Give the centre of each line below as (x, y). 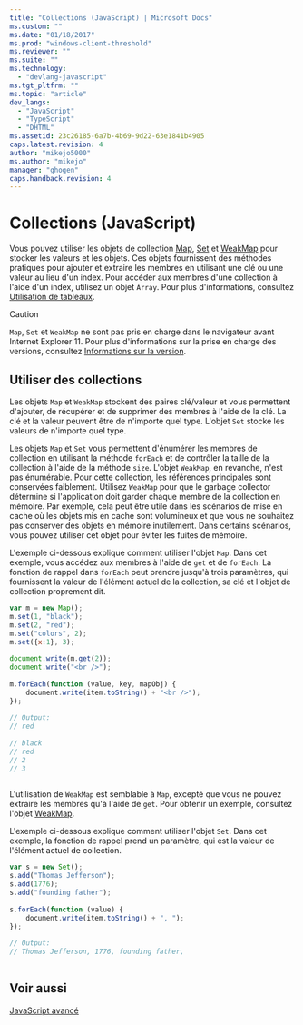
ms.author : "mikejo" (49, 161)
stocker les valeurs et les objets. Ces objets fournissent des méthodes (141, 258)
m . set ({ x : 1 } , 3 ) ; (42, 642)
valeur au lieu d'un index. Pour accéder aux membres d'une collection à (144, 277)
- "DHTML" (36, 128)
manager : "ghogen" (44, 170)
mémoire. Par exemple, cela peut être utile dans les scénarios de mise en (146, 506)
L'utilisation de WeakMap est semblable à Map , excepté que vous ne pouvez (146, 794)
